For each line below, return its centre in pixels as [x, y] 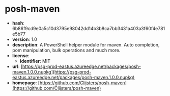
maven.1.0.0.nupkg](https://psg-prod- [52, 71]
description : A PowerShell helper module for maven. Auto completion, [86, 44]
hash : [18, 23]
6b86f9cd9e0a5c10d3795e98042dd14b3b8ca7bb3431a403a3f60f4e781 [89, 28]
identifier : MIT [35, 61]
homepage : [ [26, 83]
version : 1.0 [25, 39]
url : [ [17, 66]
